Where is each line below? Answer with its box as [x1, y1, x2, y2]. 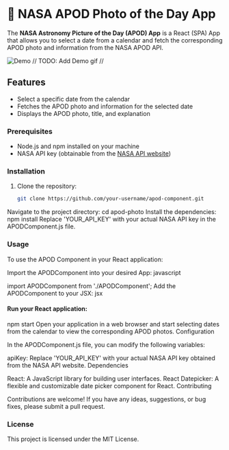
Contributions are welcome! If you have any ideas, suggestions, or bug [7, 394, 206, 403]
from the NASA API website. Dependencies [7, 361, 129, 369]
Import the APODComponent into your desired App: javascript [7, 268, 181, 276]
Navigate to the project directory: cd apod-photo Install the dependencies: [7, 208, 217, 216]
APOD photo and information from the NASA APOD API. [7, 43, 164, 51]
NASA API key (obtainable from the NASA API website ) [16, 150, 172, 158]
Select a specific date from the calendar [16, 95, 131, 103]
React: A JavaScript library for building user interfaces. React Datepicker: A [7, 374, 219, 383]
